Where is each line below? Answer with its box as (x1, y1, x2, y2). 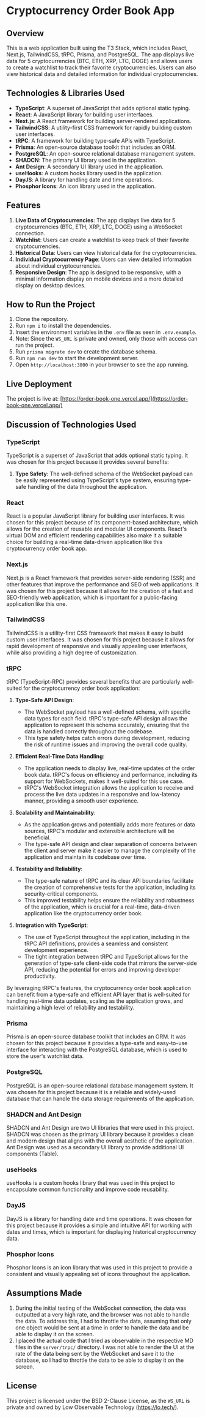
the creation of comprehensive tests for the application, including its (24, 883, 196, 891)
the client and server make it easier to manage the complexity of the (24, 847, 196, 855)
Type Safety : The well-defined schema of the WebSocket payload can (15, 470, 193, 477)
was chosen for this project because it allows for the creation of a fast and (6, 587, 193, 594)
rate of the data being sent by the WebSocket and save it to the (15, 1350, 174, 1357)
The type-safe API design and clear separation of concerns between (24, 841, 197, 848)
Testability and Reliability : (15, 865, 83, 873)
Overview (6, 28, 45, 39)
